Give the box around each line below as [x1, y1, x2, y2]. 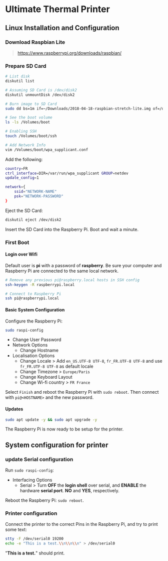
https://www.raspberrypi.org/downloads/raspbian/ [17, 50, 121, 56]
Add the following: [5, 156, 43, 162]
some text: [5, 526, 27, 533]
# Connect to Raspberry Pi [5, 291, 61, 296]
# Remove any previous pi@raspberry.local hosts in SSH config [5, 277, 140, 282]
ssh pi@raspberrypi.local [5, 296, 59, 301]
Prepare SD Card [5, 62, 46, 69]
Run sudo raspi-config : [5, 467, 54, 473]
